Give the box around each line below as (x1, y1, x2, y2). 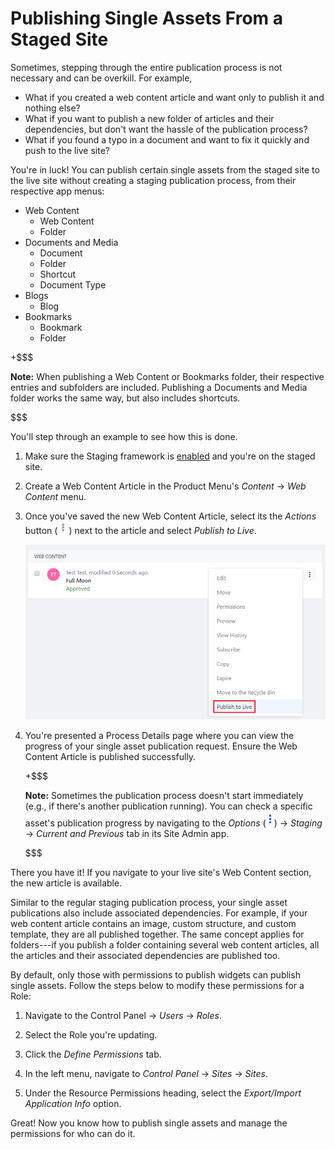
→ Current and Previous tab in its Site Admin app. (24, 828, 230, 840)
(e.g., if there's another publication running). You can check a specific (24, 800, 313, 812)
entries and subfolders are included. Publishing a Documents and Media (10, 381, 308, 393)
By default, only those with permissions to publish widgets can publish (10, 969, 301, 981)
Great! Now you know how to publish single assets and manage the (10, 1117, 288, 1129)
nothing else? (24, 102, 81, 114)
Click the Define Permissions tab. (24, 1048, 162, 1061)
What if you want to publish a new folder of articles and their (24, 112, 275, 124)
